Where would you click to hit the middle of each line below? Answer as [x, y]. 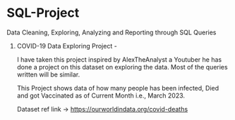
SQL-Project [43, 13]
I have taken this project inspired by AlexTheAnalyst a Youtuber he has [119, 59]
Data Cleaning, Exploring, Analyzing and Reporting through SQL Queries [112, 32]
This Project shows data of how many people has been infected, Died [118, 88]
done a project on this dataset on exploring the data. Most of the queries [122, 67]
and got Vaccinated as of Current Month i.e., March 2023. [101, 95]
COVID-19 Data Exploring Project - [67, 46]
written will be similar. [48, 74]
